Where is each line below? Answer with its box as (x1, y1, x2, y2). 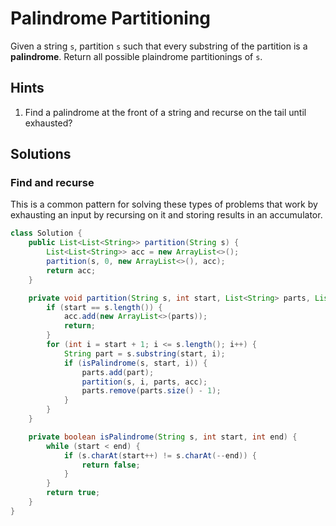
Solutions (10, 146, 72, 163)
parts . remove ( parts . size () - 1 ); (81, 386, 222, 396)
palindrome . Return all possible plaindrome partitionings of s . (10, 50, 263, 62)
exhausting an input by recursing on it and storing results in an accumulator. (10, 209, 323, 221)
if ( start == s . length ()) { (46, 302, 163, 312)
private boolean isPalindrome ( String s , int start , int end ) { (28, 432, 298, 442)
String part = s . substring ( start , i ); (63, 348, 226, 359)
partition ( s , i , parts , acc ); (81, 377, 208, 387)
